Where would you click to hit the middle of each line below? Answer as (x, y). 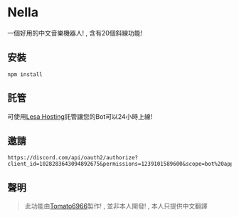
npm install (25, 74)
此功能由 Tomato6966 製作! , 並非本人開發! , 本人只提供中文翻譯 (116, 206)
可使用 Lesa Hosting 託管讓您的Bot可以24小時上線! (80, 116)
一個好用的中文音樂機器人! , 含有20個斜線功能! (75, 33)
